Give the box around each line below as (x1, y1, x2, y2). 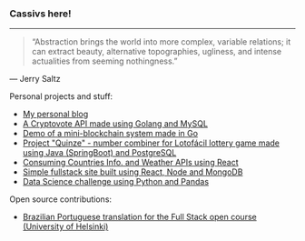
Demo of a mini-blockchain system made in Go (22, 128, 198, 139)
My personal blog (22, 108, 89, 120)
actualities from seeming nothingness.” (31, 55, 178, 66)
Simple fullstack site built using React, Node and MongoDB (22, 166, 243, 177)
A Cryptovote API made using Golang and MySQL (22, 118, 209, 129)
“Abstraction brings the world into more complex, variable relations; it (31, 36, 291, 47)
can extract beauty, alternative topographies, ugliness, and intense (31, 46, 282, 57)
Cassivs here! (9, 7, 72, 20)
